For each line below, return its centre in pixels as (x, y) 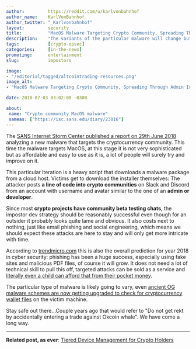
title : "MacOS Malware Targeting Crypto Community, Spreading (95, 33)
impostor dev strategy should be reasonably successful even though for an (96, 215)
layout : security (37, 28)
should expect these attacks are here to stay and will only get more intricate (97, 233)
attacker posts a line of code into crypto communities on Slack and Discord (98, 184)
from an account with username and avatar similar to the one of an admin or (98, 191)
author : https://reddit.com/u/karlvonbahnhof (73, 11)
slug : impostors (39, 60)
